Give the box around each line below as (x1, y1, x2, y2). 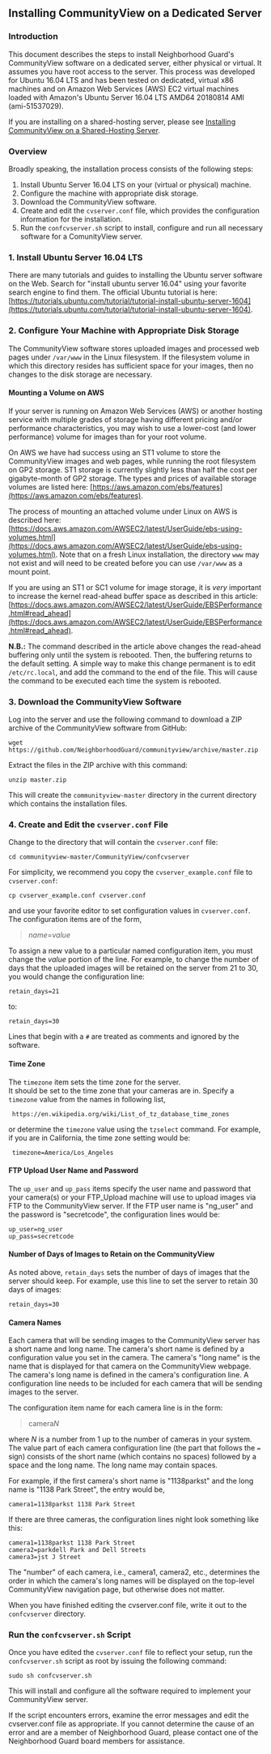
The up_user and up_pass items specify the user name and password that (8, 1183, 252, 1193)
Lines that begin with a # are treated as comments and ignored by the (8, 1032, 240, 1041)
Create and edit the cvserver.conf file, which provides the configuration (19, 205, 260, 215)
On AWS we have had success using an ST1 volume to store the (8, 447, 221, 457)
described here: (8, 515, 61, 524)
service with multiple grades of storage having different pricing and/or (8, 414, 243, 424)
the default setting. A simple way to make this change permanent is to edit (8, 658, 256, 668)
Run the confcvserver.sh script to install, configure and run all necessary (19, 222, 263, 232)
